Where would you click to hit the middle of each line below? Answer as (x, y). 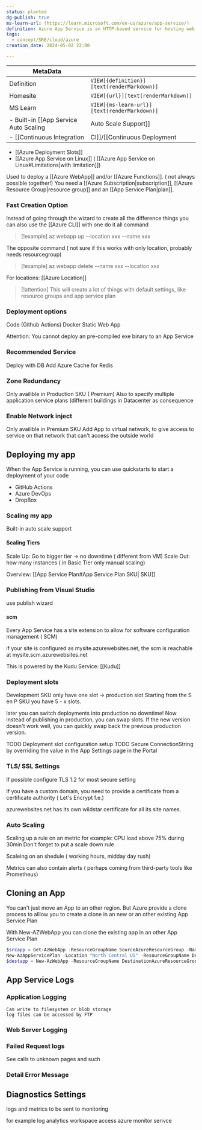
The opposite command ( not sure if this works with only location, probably (99, 248)
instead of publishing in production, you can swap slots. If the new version (98, 720)
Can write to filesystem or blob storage (59, 1010)
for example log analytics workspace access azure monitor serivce (89, 1121)
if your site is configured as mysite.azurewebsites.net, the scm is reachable (99, 648)
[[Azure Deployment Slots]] (49, 152)
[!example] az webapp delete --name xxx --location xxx (90, 266)
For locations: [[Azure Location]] (47, 278)
